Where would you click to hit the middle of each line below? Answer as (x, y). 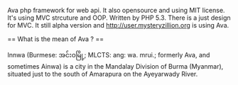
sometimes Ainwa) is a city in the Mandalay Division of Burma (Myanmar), (115, 66)
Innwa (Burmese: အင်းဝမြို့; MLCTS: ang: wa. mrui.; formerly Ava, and (109, 55)
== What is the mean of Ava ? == (56, 39)
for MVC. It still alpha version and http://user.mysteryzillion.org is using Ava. (118, 25)
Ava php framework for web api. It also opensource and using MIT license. (116, 10)
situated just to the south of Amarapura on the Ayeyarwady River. (103, 74)
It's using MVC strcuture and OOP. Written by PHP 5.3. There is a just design (119, 18)
